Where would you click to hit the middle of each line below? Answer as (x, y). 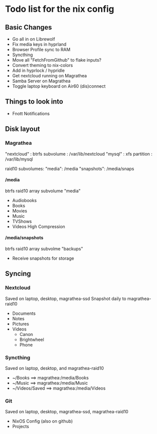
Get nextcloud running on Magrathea (50, 76)
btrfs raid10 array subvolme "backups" (44, 249)
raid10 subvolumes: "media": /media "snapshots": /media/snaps (70, 168)
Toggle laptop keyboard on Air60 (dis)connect (59, 86)
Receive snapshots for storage (43, 258)
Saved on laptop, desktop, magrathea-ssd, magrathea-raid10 (67, 412)
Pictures (21, 324)
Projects (21, 427)
